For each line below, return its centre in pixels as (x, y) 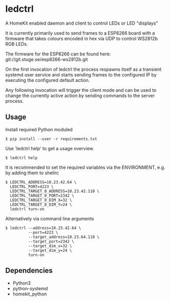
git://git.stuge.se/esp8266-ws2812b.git (47, 59)
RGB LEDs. (17, 44)
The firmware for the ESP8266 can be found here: (58, 54)
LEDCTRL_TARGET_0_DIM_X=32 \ (41, 200)
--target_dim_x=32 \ (50, 246)
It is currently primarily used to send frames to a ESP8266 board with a (80, 33)
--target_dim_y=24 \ (50, 250)
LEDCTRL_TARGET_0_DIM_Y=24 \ (41, 205)
